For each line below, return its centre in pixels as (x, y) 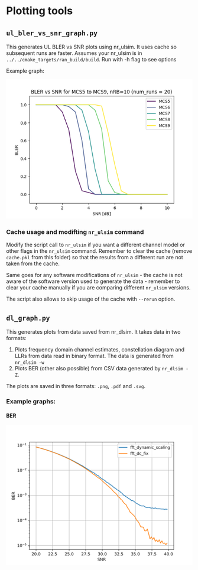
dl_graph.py (28, 318)
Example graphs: (31, 402)
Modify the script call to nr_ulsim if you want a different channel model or (95, 245)
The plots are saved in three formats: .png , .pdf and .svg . (76, 386)
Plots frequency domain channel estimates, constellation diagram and (100, 350)
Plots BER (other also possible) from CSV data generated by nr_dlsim (99, 369)
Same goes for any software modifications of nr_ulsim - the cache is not (95, 275)
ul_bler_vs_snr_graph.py (52, 33)
